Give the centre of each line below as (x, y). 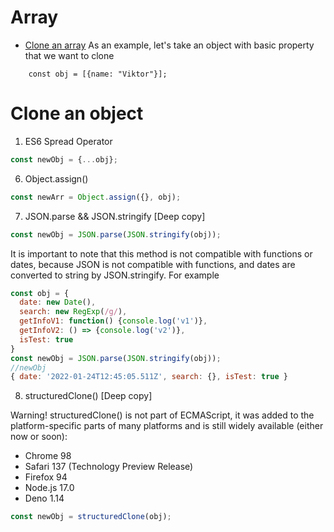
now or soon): (39, 437)
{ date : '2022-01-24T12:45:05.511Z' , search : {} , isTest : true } (149, 377)
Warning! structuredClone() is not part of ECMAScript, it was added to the (162, 415)
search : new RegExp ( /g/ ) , (73, 312)
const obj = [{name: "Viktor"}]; (98, 74)
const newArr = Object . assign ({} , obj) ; (96, 197)
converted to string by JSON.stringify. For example (115, 275)
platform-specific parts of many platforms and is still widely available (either (167, 426)
